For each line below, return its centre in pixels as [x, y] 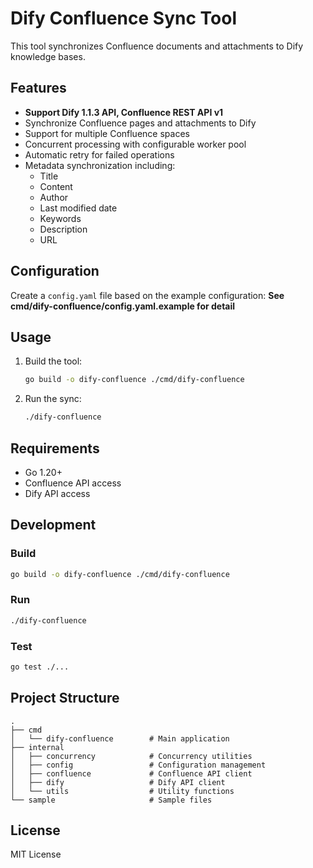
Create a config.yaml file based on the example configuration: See [147, 295]
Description [63, 229]
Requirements [55, 448]
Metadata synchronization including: [100, 165]
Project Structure [65, 698]
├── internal [37, 747]
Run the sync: [53, 399]
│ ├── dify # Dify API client [118, 782]
